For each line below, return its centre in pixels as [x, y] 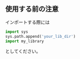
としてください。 [23, 51]
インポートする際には [27, 22]
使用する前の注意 [32, 9]
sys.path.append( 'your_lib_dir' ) [41, 36]
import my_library [25, 41]
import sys [17, 32]
